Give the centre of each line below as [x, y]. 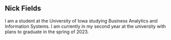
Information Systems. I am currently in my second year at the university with [85, 26]
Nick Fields [23, 8]
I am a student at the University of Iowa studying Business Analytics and [81, 21]
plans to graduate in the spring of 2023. [47, 32]
